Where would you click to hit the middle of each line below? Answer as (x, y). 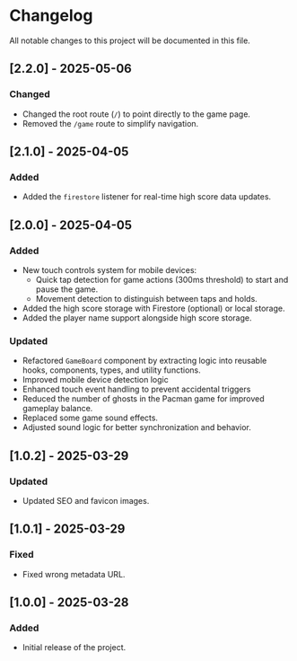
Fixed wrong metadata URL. (74, 574)
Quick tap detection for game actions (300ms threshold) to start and (162, 280)
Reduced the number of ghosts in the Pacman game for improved (143, 399)
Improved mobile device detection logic (95, 380)
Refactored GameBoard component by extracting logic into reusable (144, 361)
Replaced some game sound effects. (90, 418)
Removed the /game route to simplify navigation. (110, 123)
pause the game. (67, 289)
